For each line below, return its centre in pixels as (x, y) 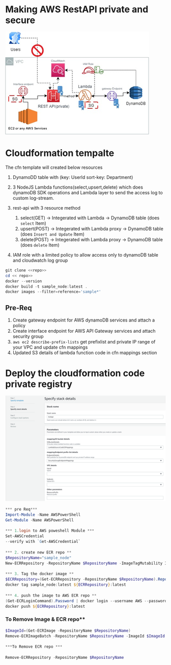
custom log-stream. (33, 198)
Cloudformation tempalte (60, 153)
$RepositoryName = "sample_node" (38, 558)
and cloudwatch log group (40, 260)
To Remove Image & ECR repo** (45, 620)
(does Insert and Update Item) (52, 234)
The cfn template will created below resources (54, 167)
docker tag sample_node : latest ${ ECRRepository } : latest (66, 585)
